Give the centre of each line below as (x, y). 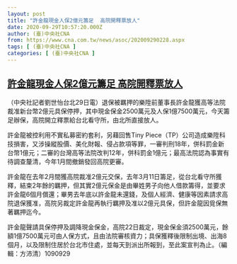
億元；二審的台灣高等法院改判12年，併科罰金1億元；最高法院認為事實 (123, 152)
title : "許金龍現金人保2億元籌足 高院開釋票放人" (74, 21)
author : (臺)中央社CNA (39, 34)
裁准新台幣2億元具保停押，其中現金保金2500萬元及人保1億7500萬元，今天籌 (118, 111)
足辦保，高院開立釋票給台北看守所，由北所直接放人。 (85, 120)
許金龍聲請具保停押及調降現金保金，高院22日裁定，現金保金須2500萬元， (115, 226)
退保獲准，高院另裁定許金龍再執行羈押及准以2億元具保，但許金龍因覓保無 (121, 203)
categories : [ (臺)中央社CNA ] (51, 54)
